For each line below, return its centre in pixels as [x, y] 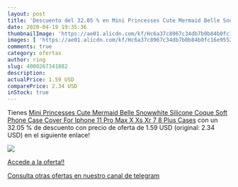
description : [27, 73]
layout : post [27, 14]
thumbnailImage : [31, 34]
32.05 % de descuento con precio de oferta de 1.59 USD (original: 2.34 [111, 128]
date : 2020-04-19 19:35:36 [47, 27]
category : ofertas [34, 54]
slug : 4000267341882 [38, 66]
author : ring [27, 60]
